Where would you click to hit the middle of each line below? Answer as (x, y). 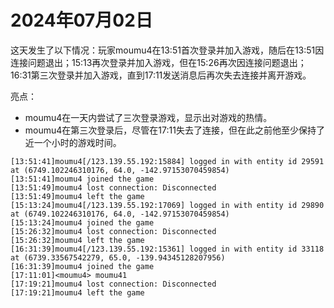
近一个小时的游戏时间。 (73, 142)
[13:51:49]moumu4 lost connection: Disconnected (113, 187)
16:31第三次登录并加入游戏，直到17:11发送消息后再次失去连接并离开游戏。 (161, 75)
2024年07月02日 (81, 20)
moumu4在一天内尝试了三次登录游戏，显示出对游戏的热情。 (148, 117)
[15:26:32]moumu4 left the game (77, 240)
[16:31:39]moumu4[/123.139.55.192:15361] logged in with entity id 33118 (167, 249)
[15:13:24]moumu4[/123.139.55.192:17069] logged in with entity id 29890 (167, 205)
